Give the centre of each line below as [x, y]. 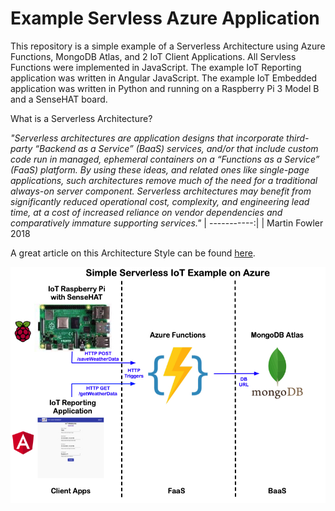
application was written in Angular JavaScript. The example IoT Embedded [164, 78]
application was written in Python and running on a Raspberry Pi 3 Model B [165, 88]
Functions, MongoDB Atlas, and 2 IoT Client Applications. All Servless [153, 56]
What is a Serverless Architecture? [81, 118]
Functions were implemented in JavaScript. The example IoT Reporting [156, 67]
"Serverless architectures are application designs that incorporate [147, 138]
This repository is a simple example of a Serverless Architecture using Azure [168, 46]
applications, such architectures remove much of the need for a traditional [164, 180]
